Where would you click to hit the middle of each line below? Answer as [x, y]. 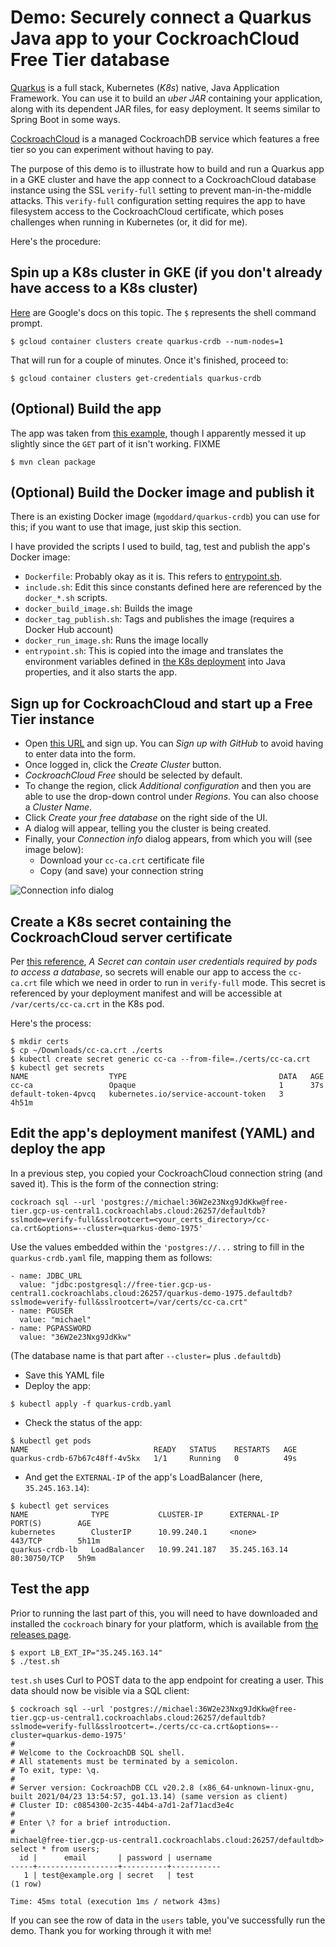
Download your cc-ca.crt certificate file [122, 860]
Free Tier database [90, 60]
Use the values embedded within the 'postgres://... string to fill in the [157, 1247]
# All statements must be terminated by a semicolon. [125, 1761]
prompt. [26, 323]
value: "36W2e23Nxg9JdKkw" [75, 1337]
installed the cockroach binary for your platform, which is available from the [164, 1623]
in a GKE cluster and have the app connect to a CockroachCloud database [163, 179]
